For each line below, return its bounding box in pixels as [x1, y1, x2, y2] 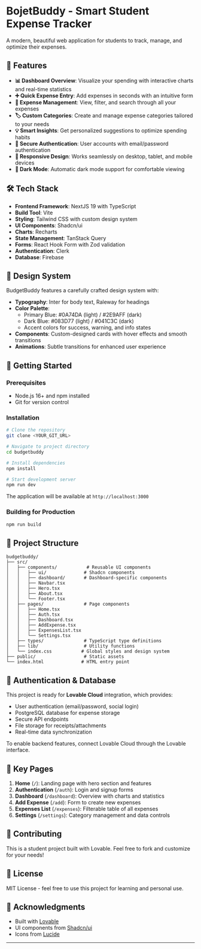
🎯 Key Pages [6, 764, 54, 774]
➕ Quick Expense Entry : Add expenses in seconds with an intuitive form [14, 92, 193, 99]
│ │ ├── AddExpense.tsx [6, 622, 77, 628]
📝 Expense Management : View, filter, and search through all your [14, 98, 176, 106]
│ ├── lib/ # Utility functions [6, 643, 135, 649]
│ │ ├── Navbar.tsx [6, 580, 66, 586]
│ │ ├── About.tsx [6, 591, 63, 597]
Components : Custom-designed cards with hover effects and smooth [14, 330, 187, 337]
